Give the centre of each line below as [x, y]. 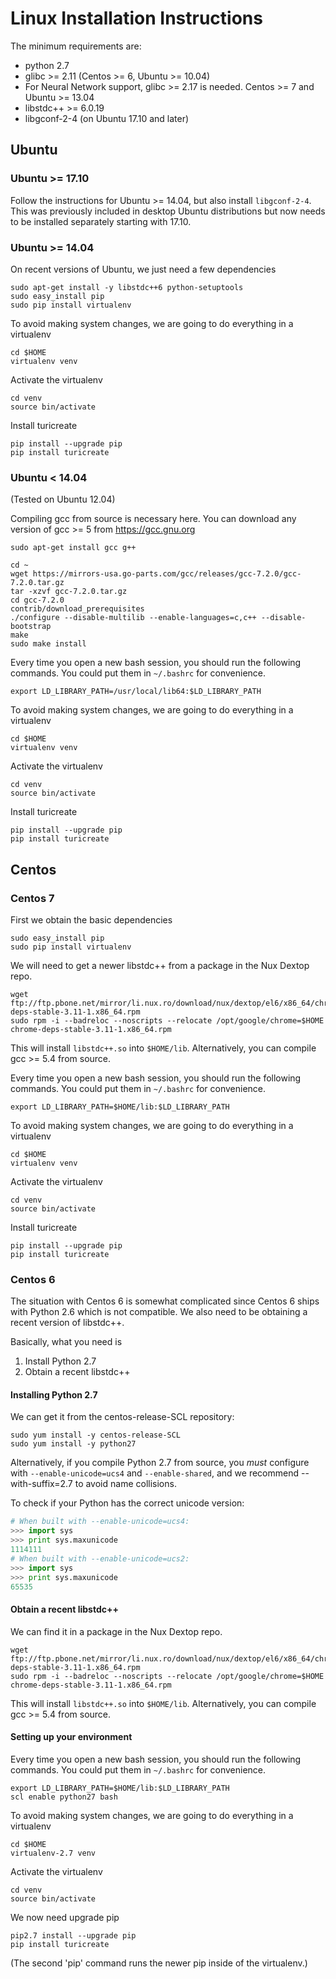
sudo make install [48, 644]
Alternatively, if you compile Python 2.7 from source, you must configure [160, 1463]
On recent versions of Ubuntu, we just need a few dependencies [143, 269]
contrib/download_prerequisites [77, 609]
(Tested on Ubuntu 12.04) [63, 499]
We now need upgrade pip [65, 1917]
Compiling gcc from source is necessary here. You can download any [153, 519]
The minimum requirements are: [76, 46]
